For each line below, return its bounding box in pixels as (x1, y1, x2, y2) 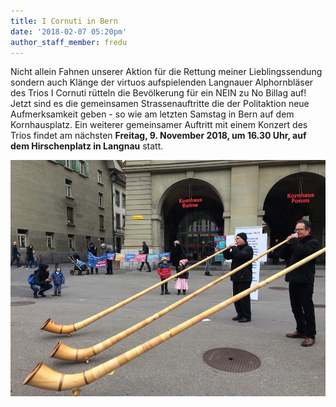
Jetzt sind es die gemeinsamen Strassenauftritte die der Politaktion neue (10, 98, 310, 110)
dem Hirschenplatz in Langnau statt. (10, 140, 164, 152)
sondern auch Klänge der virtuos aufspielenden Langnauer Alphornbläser (10, 76, 314, 89)
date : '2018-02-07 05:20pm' (10, 26, 128, 37)
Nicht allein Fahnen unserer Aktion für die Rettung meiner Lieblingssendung (10, 66, 323, 78)
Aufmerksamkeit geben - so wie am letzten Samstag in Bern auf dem (10, 108, 295, 120)
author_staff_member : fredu (10, 37, 128, 47)
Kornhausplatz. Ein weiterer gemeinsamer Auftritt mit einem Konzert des (10, 119, 308, 131)
